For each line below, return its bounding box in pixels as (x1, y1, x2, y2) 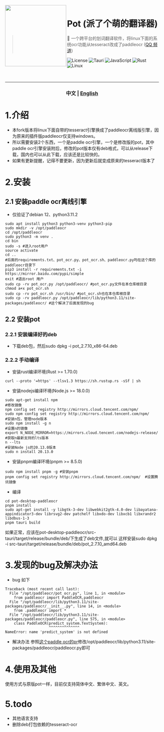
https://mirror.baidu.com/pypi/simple (5, 271, 84, 276)
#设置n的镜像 (5, 426, 28, 431)
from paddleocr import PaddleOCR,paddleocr (14, 595, 104, 600)
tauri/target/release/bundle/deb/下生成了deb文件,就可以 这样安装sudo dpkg (5, 535, 157, 541)
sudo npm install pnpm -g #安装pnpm (5, 469, 78, 474)
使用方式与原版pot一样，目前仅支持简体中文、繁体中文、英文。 (5, 681, 132, 687)
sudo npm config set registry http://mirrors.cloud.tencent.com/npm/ (5, 411, 150, 416)
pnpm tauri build (5, 520, 41, 525)
